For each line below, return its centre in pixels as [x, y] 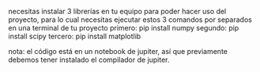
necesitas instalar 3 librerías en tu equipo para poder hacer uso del [117, 11]
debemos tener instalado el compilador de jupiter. [89, 59]
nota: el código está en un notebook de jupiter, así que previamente [118, 51]
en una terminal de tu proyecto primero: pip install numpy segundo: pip [124, 28]
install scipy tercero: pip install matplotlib [75, 36]
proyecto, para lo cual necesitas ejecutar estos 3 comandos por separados [130, 20]
